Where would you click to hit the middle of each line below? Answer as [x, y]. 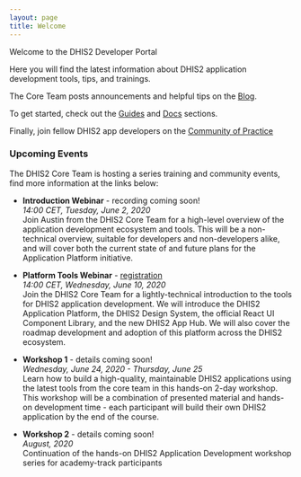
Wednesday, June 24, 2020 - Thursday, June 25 [112, 368]
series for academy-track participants [92, 463]
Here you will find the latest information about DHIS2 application [128, 69]
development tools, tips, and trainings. [80, 78]
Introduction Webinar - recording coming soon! [111, 200]
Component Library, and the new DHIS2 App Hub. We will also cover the [156, 322]
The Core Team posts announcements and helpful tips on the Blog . [133, 96]
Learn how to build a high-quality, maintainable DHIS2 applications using [157, 378]
